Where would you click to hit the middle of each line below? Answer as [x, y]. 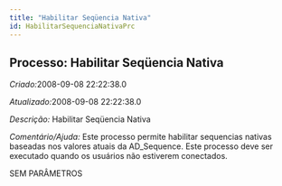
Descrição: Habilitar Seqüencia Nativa [80, 119]
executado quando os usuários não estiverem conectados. [118, 156]
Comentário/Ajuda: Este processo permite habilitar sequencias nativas [141, 137]
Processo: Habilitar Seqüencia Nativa [117, 63]
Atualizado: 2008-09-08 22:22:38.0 [75, 102]
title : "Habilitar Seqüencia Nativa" [80, 18]
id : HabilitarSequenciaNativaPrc [72, 26]
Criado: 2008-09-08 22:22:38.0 [68, 84]
